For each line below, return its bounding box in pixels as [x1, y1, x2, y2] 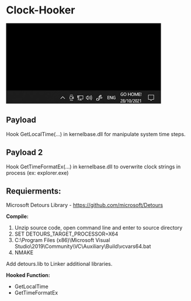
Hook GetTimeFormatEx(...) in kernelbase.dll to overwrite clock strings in [6, 163, 181, 170]
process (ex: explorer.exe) [6, 169, 69, 176]
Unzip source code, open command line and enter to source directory [14, 224, 183, 231]
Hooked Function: [6, 272, 51, 279]
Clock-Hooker [6, 4, 75, 17]
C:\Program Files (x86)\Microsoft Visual [14, 237, 110, 244]
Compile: [6, 213, 29, 220]
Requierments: [6, 186, 61, 196]
